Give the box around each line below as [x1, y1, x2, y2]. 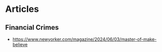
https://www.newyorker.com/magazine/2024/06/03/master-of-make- [12, 36, 157, 42]
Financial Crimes [5, 23, 59, 32]
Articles [5, 3, 39, 15]
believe [12, 42, 28, 48]
